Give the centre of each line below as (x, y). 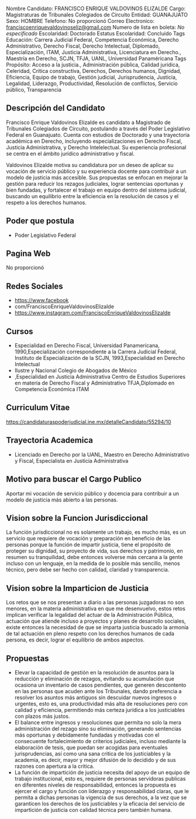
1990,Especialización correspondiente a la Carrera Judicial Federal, (96, 352)
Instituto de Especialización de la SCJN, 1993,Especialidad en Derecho (100, 358)
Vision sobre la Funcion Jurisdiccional (77, 518)
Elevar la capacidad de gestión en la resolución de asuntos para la (94, 672)
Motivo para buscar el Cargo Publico (74, 479)
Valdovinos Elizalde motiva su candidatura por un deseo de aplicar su (90, 165)
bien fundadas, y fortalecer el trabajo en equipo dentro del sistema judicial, (97, 190)
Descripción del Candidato (56, 108)
